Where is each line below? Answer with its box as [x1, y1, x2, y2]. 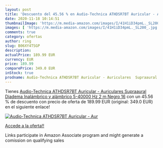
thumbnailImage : [5, 20, 38, 26]
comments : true [5, 30, 36, 35]
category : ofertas [5, 35, 42, 39]
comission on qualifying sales [5, 137, 65, 143]
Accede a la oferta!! [5, 123, 45, 129]
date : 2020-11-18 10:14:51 [5, 16, 60, 21]
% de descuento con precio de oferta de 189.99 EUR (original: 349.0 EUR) [5, 98, 153, 105]
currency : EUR [5, 57, 34, 62]
